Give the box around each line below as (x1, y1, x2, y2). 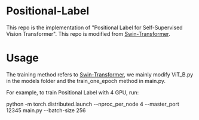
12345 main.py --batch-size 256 (6, 106, 86, 114)
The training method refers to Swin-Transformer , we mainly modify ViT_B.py (6, 70, 194, 78)
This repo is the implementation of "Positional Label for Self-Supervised (6, 24, 183, 31)
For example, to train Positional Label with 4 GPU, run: (6, 88, 139, 96)
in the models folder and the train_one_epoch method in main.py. (6, 77, 166, 84)
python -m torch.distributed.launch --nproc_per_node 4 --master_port (6, 100, 179, 107)
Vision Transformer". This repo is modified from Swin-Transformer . (6, 30, 170, 37)
